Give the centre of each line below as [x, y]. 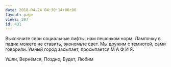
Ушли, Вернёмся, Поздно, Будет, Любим [49, 59]
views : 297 [17, 19]
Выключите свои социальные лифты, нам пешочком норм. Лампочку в [83, 39]
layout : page [19, 15]
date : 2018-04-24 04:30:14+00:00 [41, 10]
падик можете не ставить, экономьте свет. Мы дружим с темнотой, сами [86, 44]
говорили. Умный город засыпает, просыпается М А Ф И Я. [70, 49]
